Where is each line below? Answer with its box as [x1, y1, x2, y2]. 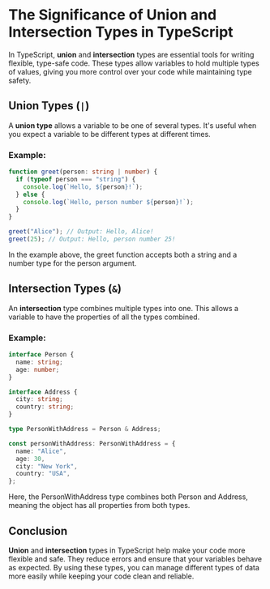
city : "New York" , [15, 462, 79, 471]
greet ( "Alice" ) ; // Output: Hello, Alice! [8, 228, 154, 236]
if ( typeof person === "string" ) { [15, 175, 136, 183]
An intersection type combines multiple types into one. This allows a [8, 303, 239, 313]
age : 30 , [15, 455, 45, 463]
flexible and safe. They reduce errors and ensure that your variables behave [8, 553, 262, 564]
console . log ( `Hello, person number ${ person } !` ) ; [23, 198, 195, 206]
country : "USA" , [15, 470, 71, 478]
